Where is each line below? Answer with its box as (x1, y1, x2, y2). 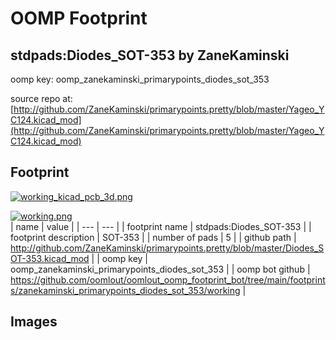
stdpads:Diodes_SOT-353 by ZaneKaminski (10, 47, 290, 64)
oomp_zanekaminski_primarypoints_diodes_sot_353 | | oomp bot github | (10, 263, 311, 275)
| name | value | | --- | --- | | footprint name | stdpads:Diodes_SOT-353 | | (10, 220, 312, 232)
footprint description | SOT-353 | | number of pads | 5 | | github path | (10, 231, 297, 243)
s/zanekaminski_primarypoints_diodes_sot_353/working (10, 284, 241, 296)
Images (10, 313, 58, 331)
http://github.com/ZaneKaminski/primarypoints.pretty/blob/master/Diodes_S (10, 242, 325, 254)
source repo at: (10, 93, 73, 104)
